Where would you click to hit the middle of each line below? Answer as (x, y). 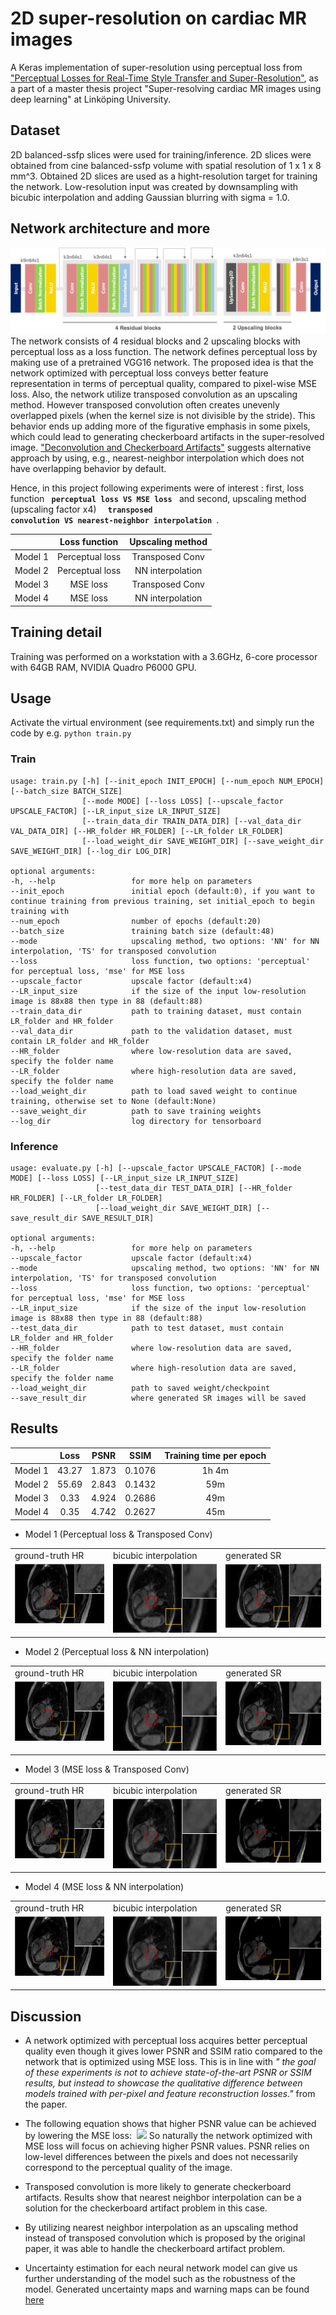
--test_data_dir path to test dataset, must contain (147, 1328)
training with (40, 911)
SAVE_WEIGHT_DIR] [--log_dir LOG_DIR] (91, 851)
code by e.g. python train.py (71, 733)
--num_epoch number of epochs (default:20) (136, 921)
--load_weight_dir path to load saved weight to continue (154, 1091)
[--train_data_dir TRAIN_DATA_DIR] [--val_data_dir (191, 821)
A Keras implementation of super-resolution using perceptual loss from (156, 67)
